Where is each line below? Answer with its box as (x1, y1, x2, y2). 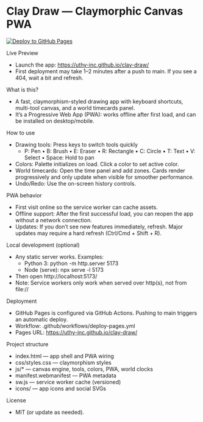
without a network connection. (15, 216, 93, 224)
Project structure (6, 340, 49, 347)
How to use (6, 129, 35, 136)
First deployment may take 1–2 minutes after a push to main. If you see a (15, 67, 197, 75)
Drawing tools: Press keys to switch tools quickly (15, 140, 138, 148)
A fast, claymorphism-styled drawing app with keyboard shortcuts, (15, 98, 183, 105)
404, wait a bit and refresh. (15, 74, 84, 81)
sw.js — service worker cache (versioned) (15, 378, 121, 385)
